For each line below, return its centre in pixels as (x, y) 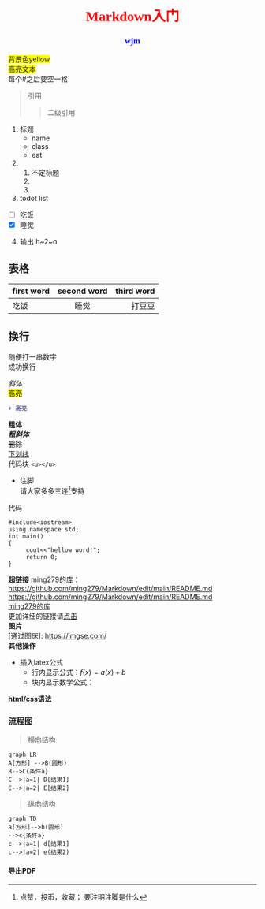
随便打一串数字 (32, 357)
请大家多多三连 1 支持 (52, 490)
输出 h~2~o (38, 241)
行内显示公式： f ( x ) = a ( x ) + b (78, 672)
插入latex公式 (41, 662)
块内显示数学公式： (63, 682)
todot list (34, 199)
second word (82, 291)
